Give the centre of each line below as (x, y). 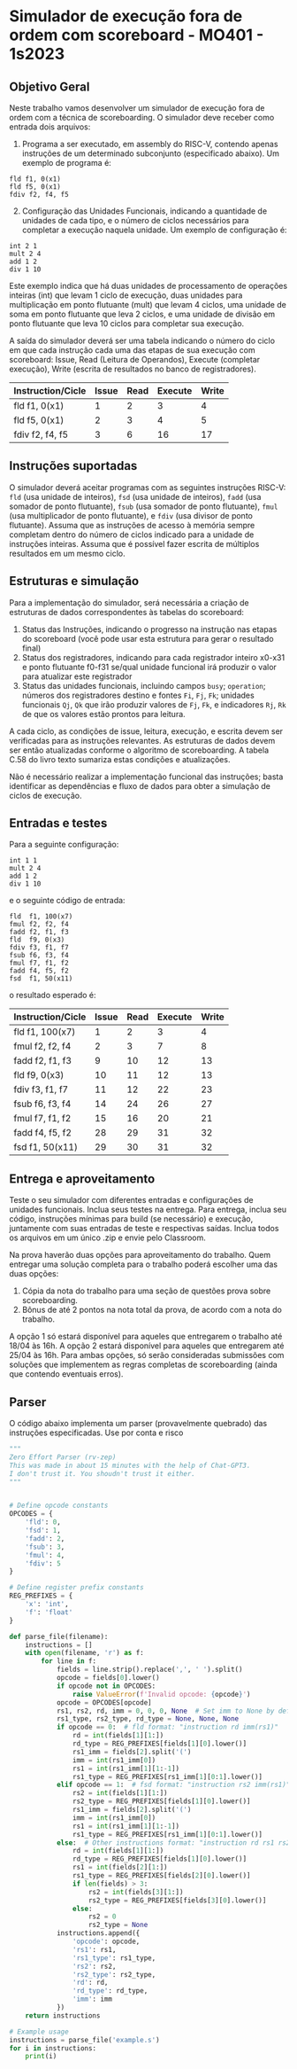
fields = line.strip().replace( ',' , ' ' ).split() (149, 1670)
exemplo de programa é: (67, 163)
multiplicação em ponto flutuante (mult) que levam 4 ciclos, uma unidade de (148, 304)
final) (31, 648)
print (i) (41, 2057)
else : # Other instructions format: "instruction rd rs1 (165, 1843)
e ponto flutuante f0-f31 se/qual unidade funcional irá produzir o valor (149, 667)
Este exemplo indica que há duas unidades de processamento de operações (148, 286)
